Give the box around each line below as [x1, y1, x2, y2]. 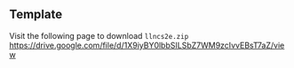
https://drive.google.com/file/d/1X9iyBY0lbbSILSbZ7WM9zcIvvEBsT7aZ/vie [9, 40, 285, 50]
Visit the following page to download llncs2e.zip [9, 30, 189, 41]
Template [9, 7, 63, 22]
